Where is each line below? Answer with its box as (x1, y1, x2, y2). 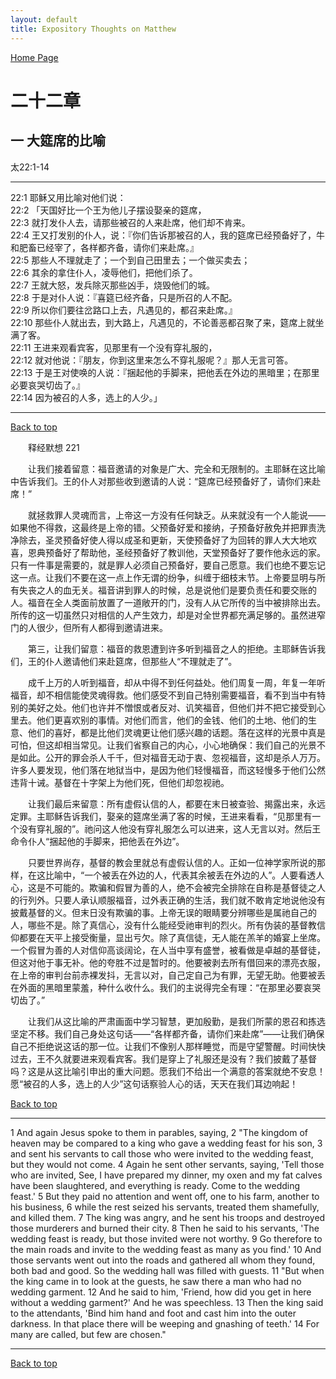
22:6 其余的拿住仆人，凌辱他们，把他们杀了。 (10, 266, 198, 278)
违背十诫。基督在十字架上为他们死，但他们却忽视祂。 (10, 776, 230, 788)
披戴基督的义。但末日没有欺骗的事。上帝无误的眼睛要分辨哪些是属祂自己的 (10, 906, 317, 918)
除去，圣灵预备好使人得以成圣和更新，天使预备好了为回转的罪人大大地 (18, 534, 308, 546)
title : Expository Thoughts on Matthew (10, 24, 177, 34)
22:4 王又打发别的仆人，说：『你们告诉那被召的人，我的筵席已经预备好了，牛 (10, 229, 326, 241)
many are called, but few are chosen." (10, 1328, 167, 1340)
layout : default (10, 14, 78, 25)
